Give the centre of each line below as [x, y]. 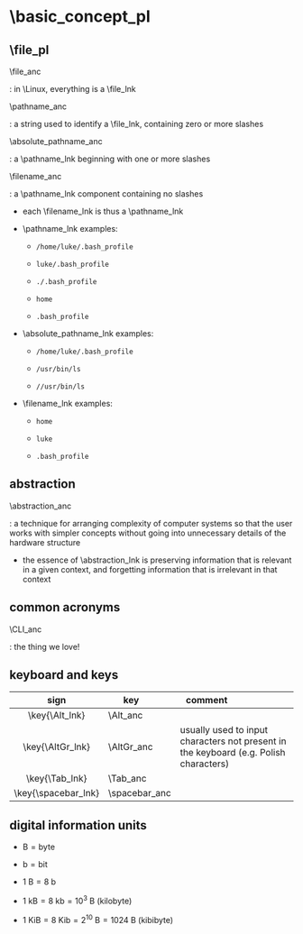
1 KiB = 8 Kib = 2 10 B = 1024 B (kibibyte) [98, 919]
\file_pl [29, 50]
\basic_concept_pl [80, 17]
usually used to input [224, 730]
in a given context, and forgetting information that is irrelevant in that [150, 569]
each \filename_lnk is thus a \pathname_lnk [103, 211]
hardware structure [45, 542]
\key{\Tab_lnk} [56, 779]
